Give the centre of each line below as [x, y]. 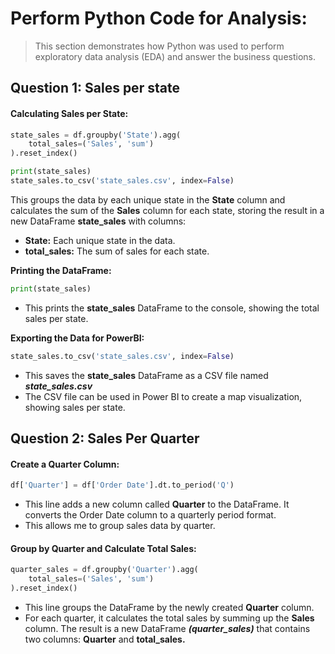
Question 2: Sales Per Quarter [105, 438]
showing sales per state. [75, 407]
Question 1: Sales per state [95, 88]
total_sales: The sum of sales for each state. [117, 251]
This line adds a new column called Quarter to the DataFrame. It [157, 504]
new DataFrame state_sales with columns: [98, 221]
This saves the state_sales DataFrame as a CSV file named [146, 375]
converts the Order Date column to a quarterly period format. [150, 515]
